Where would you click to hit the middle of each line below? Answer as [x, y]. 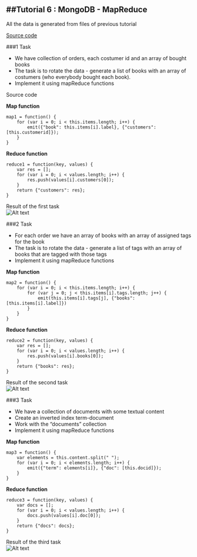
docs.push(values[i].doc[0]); [64, 515]
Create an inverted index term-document [64, 417]
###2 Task [19, 224]
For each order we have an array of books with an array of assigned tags [103, 235]
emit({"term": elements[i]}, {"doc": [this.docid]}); [94, 468]
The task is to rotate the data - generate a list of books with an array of [100, 71]
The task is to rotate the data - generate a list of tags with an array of [98, 248]
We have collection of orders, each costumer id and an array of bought [101, 58]
